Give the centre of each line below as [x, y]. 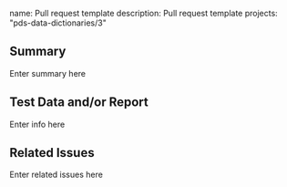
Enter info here [37, 124]
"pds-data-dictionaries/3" [58, 23]
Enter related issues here [56, 175]
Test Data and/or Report [79, 103]
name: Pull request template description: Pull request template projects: [143, 13]
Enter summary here [48, 73]
